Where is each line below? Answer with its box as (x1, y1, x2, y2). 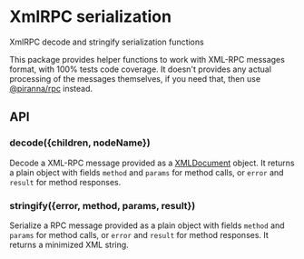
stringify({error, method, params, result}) (9, 199, 196, 212)
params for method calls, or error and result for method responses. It (9, 229, 270, 240)
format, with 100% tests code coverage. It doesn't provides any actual (9, 64, 272, 75)
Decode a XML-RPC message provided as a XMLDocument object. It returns (9, 157, 295, 168)
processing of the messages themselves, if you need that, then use (9, 73, 261, 84)
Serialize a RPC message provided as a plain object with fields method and (9, 220, 285, 231)
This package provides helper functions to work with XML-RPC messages (9, 54, 286, 65)
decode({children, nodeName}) (9, 136, 152, 149)
